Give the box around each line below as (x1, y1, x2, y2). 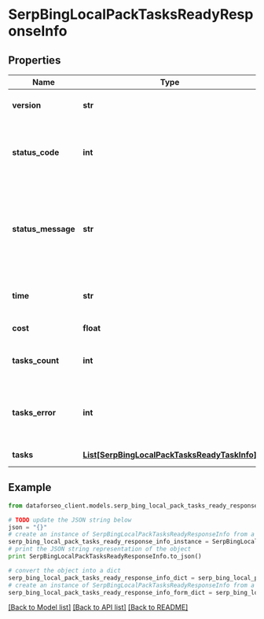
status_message (12, 224, 76, 234)
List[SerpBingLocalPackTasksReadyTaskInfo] (82, 449, 257, 460)
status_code (12, 147, 60, 158)
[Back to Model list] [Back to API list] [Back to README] (8, 603, 189, 612)
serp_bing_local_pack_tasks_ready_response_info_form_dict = (8, 588, 213, 596)
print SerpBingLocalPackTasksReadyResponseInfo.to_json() (8, 552, 202, 561)
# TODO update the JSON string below (8, 516, 132, 524)
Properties (8, 53, 61, 67)
